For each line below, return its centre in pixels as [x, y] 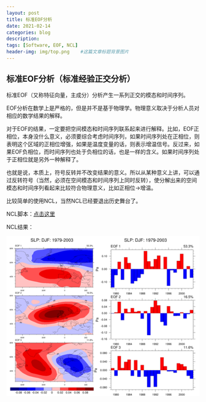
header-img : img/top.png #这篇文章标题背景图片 [68, 52]
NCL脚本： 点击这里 [31, 214]
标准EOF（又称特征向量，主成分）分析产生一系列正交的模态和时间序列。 [97, 95]
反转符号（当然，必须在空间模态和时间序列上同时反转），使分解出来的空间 [104, 180]
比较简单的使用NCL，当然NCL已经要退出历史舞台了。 [74, 201]
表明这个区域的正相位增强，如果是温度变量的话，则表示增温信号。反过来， [100, 144]
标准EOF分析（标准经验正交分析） [71, 79]
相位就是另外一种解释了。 [49, 159]
